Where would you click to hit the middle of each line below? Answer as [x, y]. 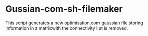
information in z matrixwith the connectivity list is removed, [67, 28]
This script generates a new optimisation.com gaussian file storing [74, 23]
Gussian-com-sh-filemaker [64, 9]
